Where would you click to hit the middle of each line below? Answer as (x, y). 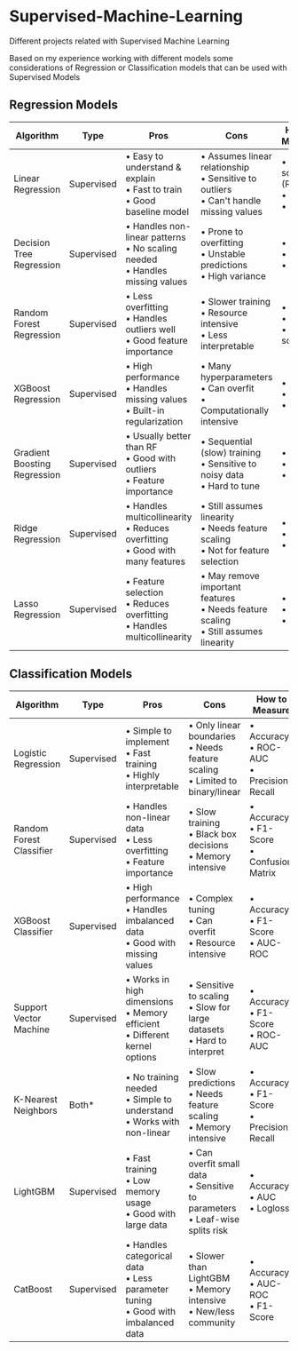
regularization (154, 421)
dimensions (149, 1001)
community (212, 1323)
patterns (168, 237)
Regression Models (63, 105)
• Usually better (158, 435)
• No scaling (151, 248)
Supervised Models (45, 76)
